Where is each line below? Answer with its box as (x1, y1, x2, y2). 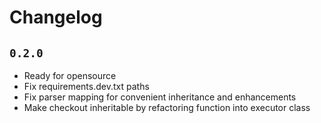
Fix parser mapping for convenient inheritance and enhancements (23, 91, 297, 103)
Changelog (9, 6, 103, 29)
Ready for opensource (23, 70, 117, 81)
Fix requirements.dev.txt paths (23, 81, 150, 92)
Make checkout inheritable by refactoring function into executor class (23, 102, 311, 113)
